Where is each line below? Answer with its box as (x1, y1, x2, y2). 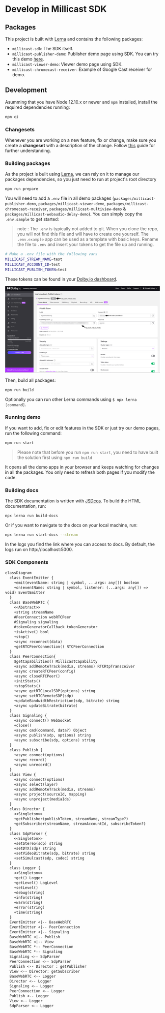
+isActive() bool (14, 630, 50, 635)
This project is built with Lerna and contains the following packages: (5, 36, 143, 42)
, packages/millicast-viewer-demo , (36, 201, 106, 207)
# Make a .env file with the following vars (5, 252, 98, 257)
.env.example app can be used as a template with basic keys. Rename (17, 236, 159, 242)
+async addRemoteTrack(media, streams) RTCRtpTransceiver (14, 664, 135, 669)
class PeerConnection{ (9, 654, 56, 659)
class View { (9, 772, 36, 777)
